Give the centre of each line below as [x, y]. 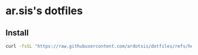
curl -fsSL [19, 46]
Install [17, 33]
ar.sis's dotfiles [44, 11]
